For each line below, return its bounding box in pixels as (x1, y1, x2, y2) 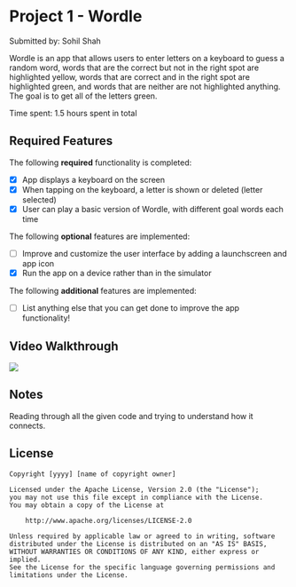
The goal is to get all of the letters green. (9, 91, 158, 101)
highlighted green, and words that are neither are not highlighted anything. (9, 81, 281, 91)
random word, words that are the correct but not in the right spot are (9, 62, 260, 73)
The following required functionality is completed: (9, 157, 192, 168)
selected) (21, 194, 58, 205)
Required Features (9, 133, 113, 148)
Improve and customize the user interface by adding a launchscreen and (21, 248, 288, 258)
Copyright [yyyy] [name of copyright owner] (9, 469, 176, 479)
